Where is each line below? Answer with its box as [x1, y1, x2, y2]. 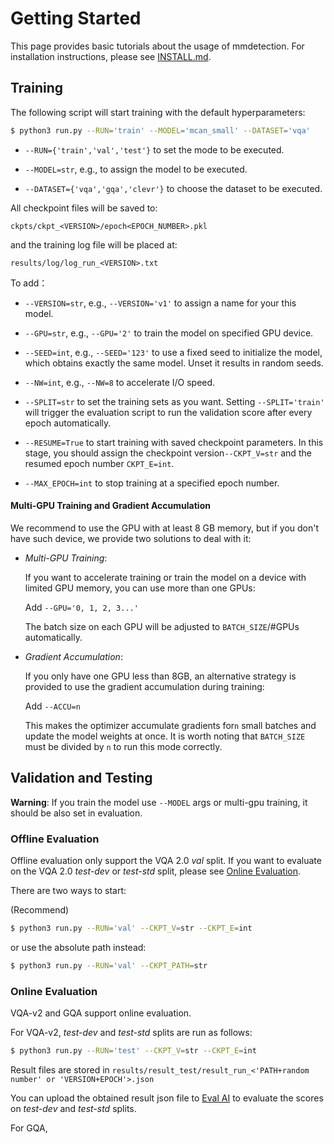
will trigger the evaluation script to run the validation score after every [24, 406, 313, 418]
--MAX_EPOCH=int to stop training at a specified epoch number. [24, 477, 280, 489]
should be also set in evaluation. [10, 807, 143, 819]
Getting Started [10, 7, 142, 30]
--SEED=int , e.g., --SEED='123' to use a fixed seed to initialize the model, [24, 346, 323, 358]
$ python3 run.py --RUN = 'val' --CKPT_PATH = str [10, 960, 208, 971]
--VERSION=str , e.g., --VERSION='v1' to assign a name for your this [24, 297, 297, 309]
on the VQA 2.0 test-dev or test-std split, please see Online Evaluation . [10, 865, 302, 877]
